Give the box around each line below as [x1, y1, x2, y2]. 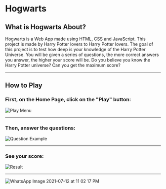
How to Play [5, 81, 43, 90]
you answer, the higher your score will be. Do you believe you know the [5, 57, 151, 63]
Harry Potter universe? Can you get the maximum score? [5, 63, 121, 68]
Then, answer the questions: [5, 125, 76, 131]
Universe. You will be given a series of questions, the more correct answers [5, 52, 159, 58]
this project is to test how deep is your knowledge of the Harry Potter [5, 47, 146, 52]
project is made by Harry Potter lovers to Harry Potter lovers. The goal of [5, 41, 153, 47]
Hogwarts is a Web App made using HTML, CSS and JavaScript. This [5, 36, 146, 42]
